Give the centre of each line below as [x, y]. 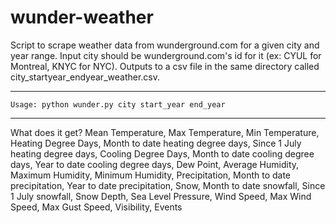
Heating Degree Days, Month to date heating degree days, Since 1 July [156, 143]
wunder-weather [82, 17]
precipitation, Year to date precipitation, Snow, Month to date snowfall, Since [168, 185]
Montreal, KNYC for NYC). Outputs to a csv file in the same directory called [165, 66]
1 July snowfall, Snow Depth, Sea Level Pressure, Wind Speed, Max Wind [161, 196]
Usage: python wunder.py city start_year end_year [118, 104]
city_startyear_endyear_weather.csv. [85, 77]
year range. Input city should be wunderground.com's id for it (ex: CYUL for [166, 55]
